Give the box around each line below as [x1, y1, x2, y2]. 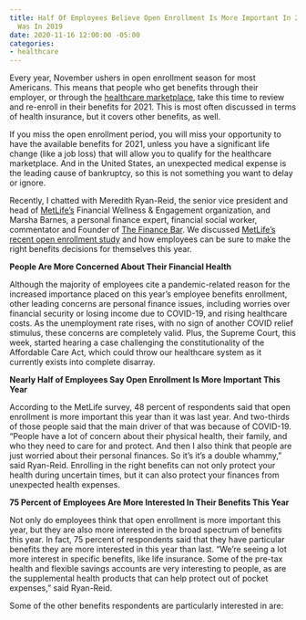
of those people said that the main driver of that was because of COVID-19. [9, 421, 291, 432]
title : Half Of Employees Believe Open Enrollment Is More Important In [9, 13, 291, 23]
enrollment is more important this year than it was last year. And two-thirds [9, 412, 290, 423]
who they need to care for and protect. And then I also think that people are [9, 440, 292, 452]
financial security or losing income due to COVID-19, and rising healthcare [9, 308, 288, 320]
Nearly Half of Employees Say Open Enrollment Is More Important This [9, 374, 280, 385]
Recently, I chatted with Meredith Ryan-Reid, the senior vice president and [9, 195, 289, 206]
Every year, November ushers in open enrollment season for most [9, 72, 257, 83]
